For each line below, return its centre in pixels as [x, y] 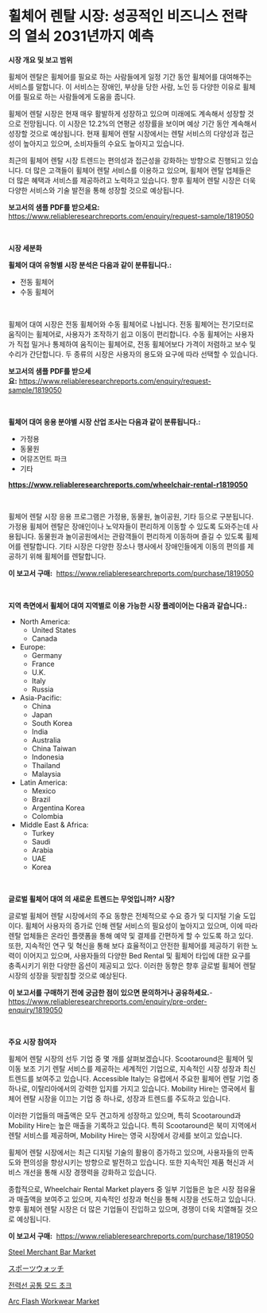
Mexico [44, 790]
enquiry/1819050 [35, 1009]
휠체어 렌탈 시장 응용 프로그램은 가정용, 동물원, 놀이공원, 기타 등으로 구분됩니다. [131, 516]
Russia [43, 689]
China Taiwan [54, 748]
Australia [46, 740]
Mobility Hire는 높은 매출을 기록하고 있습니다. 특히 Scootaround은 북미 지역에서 [133, 1125]
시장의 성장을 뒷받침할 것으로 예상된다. [68, 975]
